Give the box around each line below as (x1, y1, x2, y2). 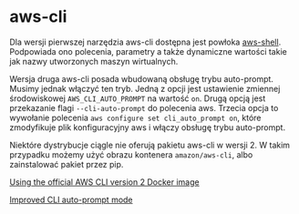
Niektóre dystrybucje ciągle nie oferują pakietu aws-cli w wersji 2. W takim (9, 139, 290, 150)
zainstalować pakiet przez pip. (9, 158, 124, 169)
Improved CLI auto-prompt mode (9, 194, 134, 205)
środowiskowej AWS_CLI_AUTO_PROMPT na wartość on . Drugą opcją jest (9, 93, 266, 104)
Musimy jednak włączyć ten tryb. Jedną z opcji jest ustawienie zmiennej (9, 83, 281, 94)
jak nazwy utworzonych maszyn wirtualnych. (9, 56, 179, 66)
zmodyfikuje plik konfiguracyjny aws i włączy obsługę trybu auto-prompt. (9, 121, 285, 133)
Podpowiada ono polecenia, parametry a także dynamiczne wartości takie (9, 46, 287, 56)
